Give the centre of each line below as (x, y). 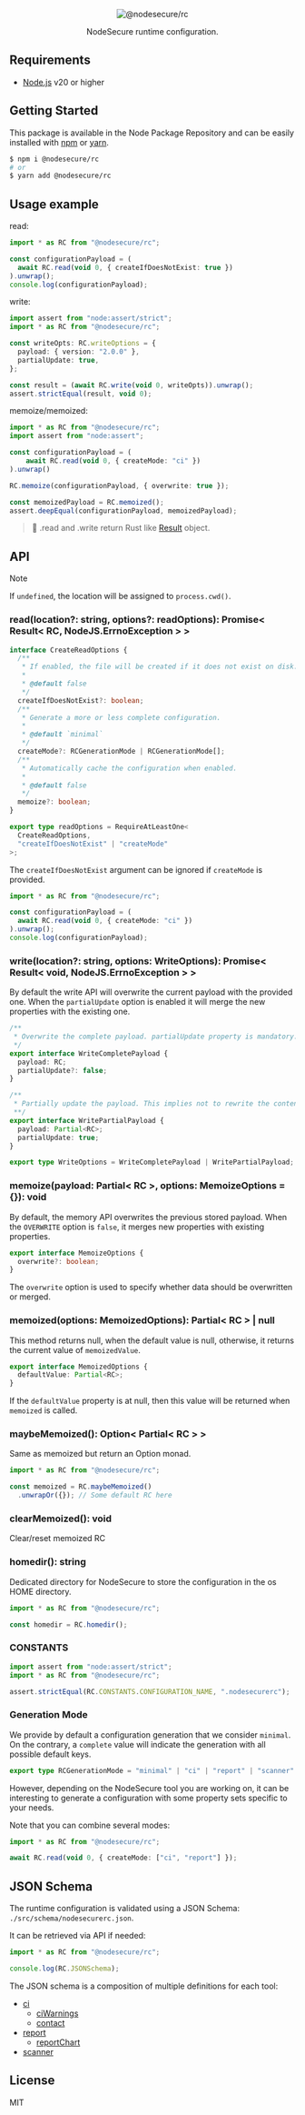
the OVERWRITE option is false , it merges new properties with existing (137, 1227)
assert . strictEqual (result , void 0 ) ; (81, 394)
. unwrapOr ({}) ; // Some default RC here (95, 1496)
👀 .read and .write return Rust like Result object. (121, 528)
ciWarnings (57, 2013)
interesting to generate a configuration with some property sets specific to (148, 1798)
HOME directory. (40, 1591)
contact (50, 2022)
